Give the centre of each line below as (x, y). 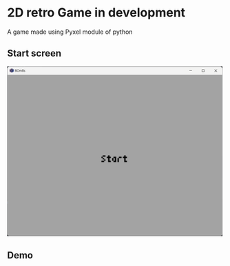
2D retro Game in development (96, 13)
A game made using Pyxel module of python (70, 32)
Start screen (34, 53)
